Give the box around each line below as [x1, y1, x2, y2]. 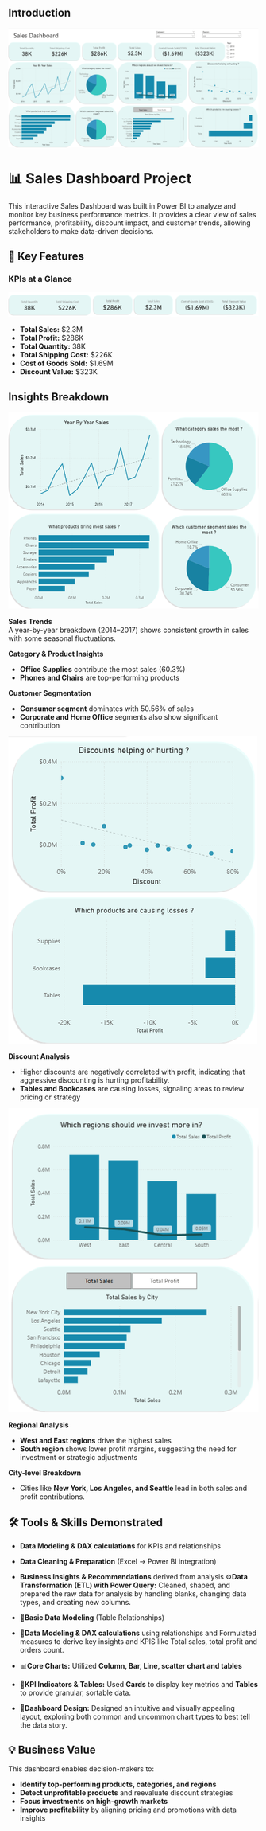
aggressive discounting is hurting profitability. [19, 1076, 170, 1085]
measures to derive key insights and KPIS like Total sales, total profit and [19, 1636, 258, 1646]
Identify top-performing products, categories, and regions [19, 1779, 217, 1790]
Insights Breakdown [8, 390, 110, 404]
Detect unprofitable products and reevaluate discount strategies [19, 1788, 233, 1798]
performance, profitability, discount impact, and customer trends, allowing [8, 218, 252, 228]
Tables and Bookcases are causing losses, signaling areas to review [19, 1084, 245, 1094]
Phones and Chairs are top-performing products [19, 673, 180, 683]
